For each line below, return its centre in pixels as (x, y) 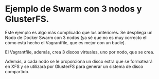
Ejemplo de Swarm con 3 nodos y (73, 9)
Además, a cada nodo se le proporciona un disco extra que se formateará (79, 61)
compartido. (17, 71)
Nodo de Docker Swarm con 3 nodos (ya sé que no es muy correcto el (76, 38)
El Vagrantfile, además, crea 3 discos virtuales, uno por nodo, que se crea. (80, 52)
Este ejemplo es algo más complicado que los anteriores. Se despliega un (79, 32)
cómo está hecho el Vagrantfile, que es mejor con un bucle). (65, 42)
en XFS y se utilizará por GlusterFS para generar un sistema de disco (74, 66)
